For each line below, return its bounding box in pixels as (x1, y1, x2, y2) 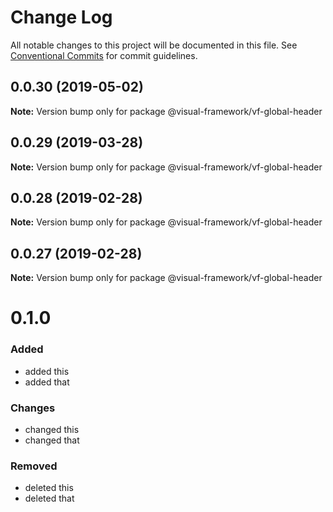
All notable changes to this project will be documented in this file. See (10, 39, 298, 51)
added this (24, 365, 70, 377)
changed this (24, 423, 80, 435)
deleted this (24, 482, 74, 494)
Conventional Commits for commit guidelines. (10, 49, 198, 61)
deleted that (24, 492, 75, 505)
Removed (10, 459, 58, 473)
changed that (24, 434, 80, 446)
